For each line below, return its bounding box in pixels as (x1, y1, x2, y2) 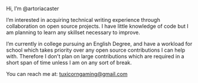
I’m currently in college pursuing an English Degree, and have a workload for (6, 41, 193, 47)
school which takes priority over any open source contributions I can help (6, 47, 186, 54)
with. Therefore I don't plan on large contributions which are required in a (6, 53, 184, 59)
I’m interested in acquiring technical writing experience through (6, 16, 161, 23)
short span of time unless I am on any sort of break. (6, 59, 132, 66)
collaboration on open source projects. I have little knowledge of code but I (6, 23, 189, 29)
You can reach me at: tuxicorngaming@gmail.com (6, 71, 128, 77)
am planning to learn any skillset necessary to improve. (6, 29, 141, 36)
